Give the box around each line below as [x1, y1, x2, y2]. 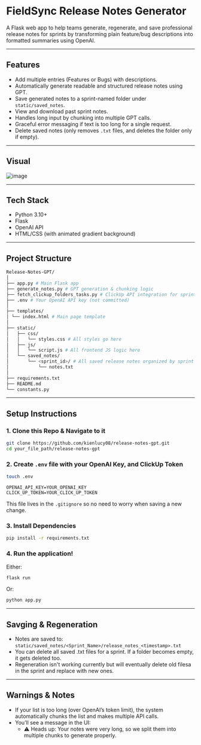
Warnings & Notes [6, 690, 75, 701]
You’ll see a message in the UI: [14, 719, 91, 726]
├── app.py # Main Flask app [6, 280, 79, 286]
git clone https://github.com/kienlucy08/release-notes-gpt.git [6, 440, 170, 447]
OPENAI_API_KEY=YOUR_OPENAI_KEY [6, 484, 87, 490]
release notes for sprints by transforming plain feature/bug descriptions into [6, 30, 193, 37]
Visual [6, 156, 31, 166]
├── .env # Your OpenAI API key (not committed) [6, 297, 130, 303]
